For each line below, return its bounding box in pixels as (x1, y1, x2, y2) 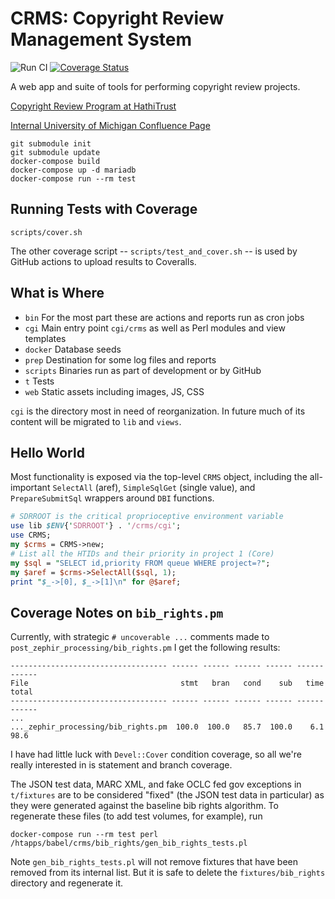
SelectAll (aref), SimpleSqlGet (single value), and (52, 482, 256, 494)
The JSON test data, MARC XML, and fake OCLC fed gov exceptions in (10, 778, 302, 791)
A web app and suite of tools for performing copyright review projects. (10, 80, 301, 92)
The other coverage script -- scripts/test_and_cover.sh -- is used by (10, 245, 298, 257)
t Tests (24, 375, 55, 387)
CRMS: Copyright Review (10, 7, 225, 30)
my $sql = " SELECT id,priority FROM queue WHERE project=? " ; (10, 558, 271, 568)
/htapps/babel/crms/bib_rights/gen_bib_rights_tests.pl (10, 838, 248, 849)
